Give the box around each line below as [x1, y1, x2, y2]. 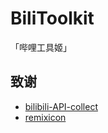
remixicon [24, 111, 67, 123]
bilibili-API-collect [24, 100, 98, 112]
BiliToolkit [10, 7, 95, 30]
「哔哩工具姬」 [10, 41, 72, 53]
